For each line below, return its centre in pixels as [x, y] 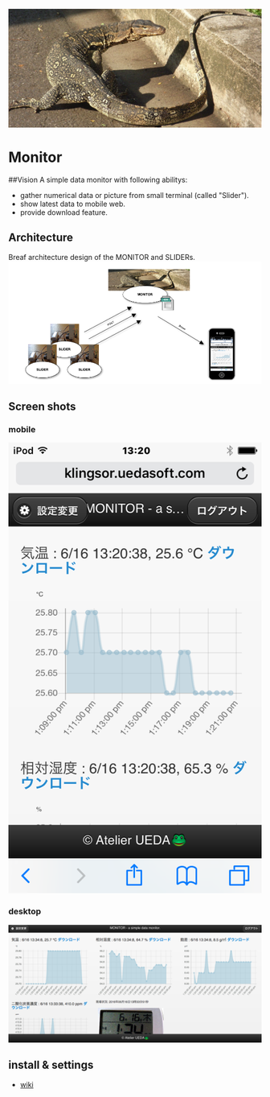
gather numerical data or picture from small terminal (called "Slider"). [134, 195]
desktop [25, 912]
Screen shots [42, 407]
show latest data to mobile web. [73, 204]
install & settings [51, 1065]
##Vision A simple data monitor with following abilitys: [98, 179]
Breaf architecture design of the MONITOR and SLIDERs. [102, 257]
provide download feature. [64, 212]
